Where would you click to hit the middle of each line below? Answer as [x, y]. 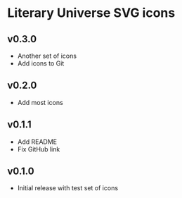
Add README [37, 142]
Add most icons [40, 102]
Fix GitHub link [39, 149]
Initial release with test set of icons [67, 188]
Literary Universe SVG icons [91, 13]
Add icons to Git [41, 63]
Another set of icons [47, 56]
